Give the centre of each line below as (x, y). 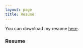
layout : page (19, 10)
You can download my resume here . (42, 28)
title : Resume (20, 14)
